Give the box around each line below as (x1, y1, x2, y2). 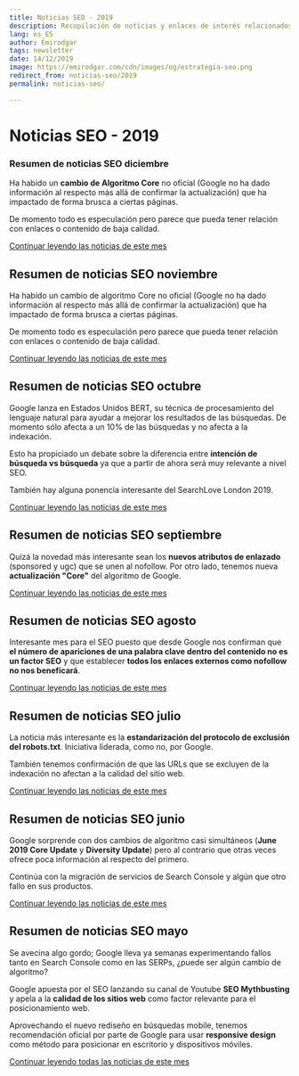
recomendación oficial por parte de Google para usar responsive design (9, 1029, 276, 1039)
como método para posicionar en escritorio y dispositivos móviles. (9, 1039, 254, 1049)
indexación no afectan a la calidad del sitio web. (9, 768, 185, 779)
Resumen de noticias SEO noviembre (9, 267, 218, 282)
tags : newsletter (9, 46, 74, 55)
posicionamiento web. (9, 1002, 91, 1013)
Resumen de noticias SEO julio (9, 708, 182, 723)
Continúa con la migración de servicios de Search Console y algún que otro (9, 871, 287, 882)
